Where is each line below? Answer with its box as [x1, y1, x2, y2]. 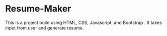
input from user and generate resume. [5, 24, 84, 30]
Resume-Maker [5, 3, 71, 14]
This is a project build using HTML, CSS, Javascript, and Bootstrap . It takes [5, 19, 162, 25]
